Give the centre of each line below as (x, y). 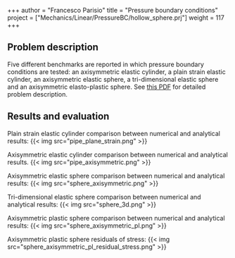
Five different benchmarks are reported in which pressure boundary (106, 64)
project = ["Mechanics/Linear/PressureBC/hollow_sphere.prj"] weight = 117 (116, 18)
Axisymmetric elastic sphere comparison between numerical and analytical (116, 176)
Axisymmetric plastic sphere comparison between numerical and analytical (116, 218)
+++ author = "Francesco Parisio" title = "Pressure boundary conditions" (113, 10)
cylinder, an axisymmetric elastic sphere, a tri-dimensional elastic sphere (113, 79)
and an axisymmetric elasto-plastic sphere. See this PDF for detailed (107, 87)
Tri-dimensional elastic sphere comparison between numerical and (104, 197)
